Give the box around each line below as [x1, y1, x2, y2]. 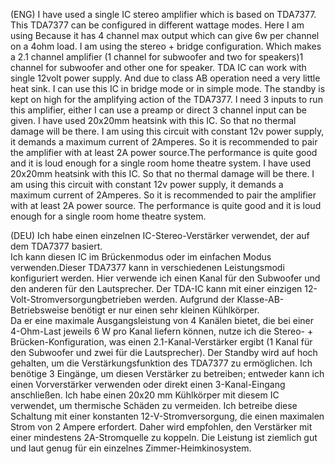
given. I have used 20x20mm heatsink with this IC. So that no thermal [10, 115, 297, 126]
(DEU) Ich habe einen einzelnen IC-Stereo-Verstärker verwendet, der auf [10, 230, 310, 241]
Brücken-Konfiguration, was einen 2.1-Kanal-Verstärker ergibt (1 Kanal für [10, 336, 313, 348]
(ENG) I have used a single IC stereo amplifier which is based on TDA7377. [10, 9, 317, 20]
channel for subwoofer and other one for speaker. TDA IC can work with [10, 62, 307, 73]
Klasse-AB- [236, 294, 285, 305]
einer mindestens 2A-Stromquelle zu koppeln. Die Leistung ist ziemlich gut [10, 432, 318, 443]
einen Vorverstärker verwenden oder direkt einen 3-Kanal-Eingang [10, 379, 286, 390]
